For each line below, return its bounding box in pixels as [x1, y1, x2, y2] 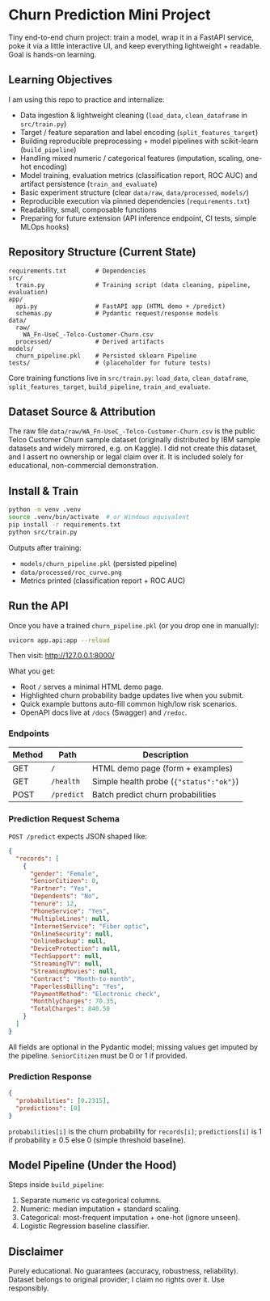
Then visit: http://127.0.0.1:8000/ [8, 651, 115, 661]
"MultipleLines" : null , [29, 915, 111, 923]
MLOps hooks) [19, 222, 70, 231]
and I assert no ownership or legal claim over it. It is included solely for [8, 452, 244, 462]
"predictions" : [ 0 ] [15, 1104, 82, 1113]
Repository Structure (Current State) [8, 245, 196, 260]
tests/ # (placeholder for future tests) [8, 358, 212, 367]
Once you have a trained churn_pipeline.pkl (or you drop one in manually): [8, 620, 259, 630]
